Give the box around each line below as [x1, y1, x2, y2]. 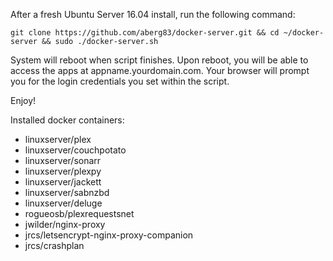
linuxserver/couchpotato [24, 144, 127, 156]
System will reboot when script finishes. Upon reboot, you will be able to [10, 54, 309, 66]
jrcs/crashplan [24, 240, 85, 251]
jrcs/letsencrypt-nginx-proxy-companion [24, 229, 194, 241]
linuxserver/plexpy [24, 165, 102, 177]
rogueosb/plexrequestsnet [24, 208, 135, 219]
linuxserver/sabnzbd [24, 187, 110, 198]
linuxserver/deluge [24, 197, 103, 209]
